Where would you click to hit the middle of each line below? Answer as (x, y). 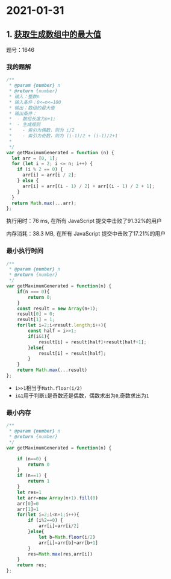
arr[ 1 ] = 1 (28, 509)
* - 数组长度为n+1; (32, 119)
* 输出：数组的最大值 (32, 108)
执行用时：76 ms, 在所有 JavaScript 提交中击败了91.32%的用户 (84, 221)
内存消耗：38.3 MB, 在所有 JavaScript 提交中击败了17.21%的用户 (86, 234)
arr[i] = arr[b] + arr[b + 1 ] (68, 543)
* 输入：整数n (24, 96)
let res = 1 (30, 492)
